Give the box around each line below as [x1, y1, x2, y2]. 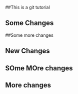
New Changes [5, 47, 50, 55]
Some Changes [5, 19, 54, 27]
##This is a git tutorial [5, 5, 50, 10]
